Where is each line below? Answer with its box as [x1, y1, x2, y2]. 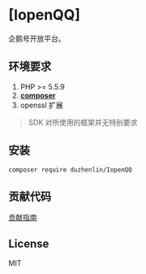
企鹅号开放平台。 [8, 33, 66, 43]
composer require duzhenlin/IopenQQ [8, 165, 132, 174]
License [8, 237, 49, 250]
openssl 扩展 [19, 100, 63, 110]
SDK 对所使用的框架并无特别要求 [28, 117, 138, 127]
